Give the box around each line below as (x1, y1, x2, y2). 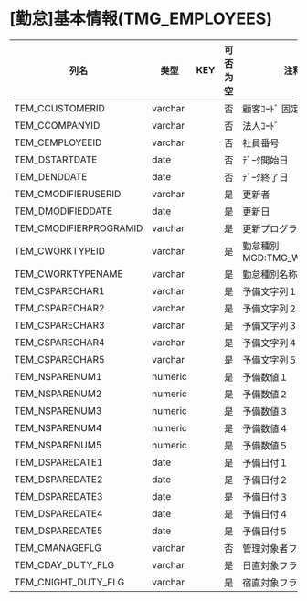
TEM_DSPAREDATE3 (14, 490, 103, 502)
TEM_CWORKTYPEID (14, 244, 105, 257)
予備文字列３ (241, 319, 298, 332)
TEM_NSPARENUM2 (14, 387, 102, 400)
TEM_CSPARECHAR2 (14, 301, 105, 314)
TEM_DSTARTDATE (14, 153, 98, 165)
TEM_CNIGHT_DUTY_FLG (14, 575, 125, 588)
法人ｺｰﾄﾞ (241, 120, 280, 132)
